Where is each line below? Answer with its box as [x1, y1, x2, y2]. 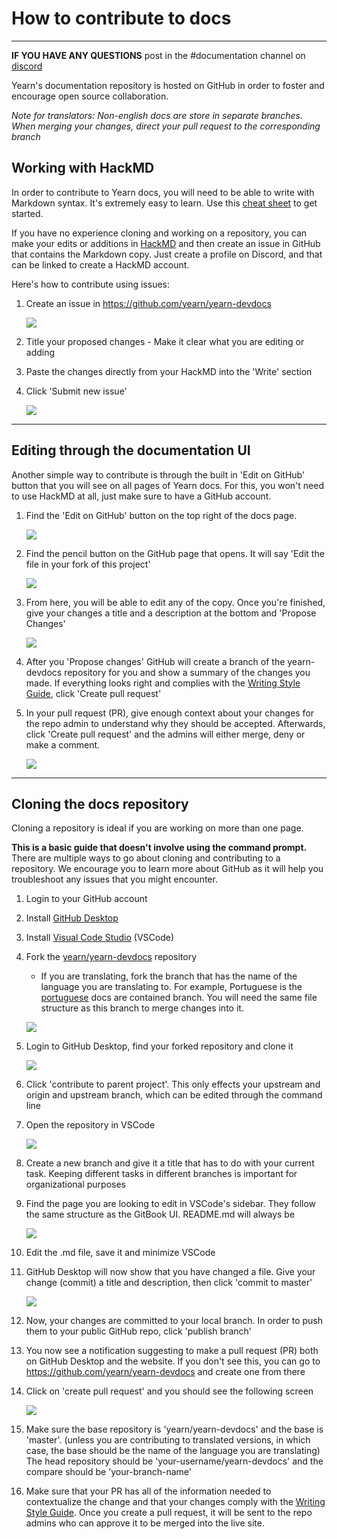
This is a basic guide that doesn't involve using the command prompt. [11, 842, 308, 854]
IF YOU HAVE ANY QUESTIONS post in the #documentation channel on [11, 49, 306, 61]
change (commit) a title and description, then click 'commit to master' [25, 1277, 313, 1289]
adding [25, 346, 56, 358]
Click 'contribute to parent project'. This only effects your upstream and [25, 1078, 321, 1091]
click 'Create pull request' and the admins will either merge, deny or [25, 728, 306, 740]
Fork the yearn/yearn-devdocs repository [25, 951, 198, 963]
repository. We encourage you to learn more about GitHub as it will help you [11, 863, 324, 875]
